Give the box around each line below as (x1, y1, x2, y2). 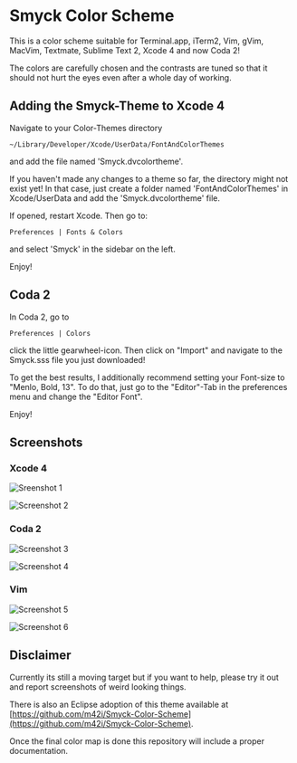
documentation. (9, 745, 69, 756)
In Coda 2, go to (9, 311, 70, 322)
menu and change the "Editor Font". (9, 391, 143, 402)
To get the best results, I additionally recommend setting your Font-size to (9, 372, 285, 383)
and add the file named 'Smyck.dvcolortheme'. (9, 156, 184, 167)
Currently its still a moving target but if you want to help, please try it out (9, 672, 279, 682)
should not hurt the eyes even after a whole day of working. (9, 72, 233, 82)
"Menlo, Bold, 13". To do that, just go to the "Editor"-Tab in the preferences (9, 381, 288, 392)
